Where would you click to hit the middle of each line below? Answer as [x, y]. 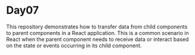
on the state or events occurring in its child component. [74, 46]
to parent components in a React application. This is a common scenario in [97, 33]
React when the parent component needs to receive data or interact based [97, 39]
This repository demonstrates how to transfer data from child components [97, 27]
